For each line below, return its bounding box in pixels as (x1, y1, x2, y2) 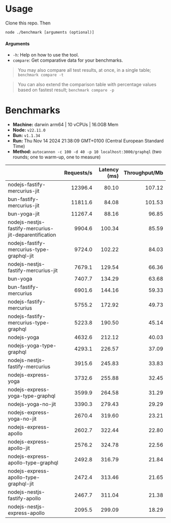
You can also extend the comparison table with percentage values (17, 81, 157, 88)
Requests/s (64, 169, 93, 176)
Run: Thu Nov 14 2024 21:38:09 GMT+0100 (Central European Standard (12, 138, 164, 144)
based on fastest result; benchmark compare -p (17, 87, 115, 93)
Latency (98, 166, 119, 173)
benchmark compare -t (17, 72, 64, 78)
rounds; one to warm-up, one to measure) (12, 154, 101, 160)
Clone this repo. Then (5, 20, 51, 26)
